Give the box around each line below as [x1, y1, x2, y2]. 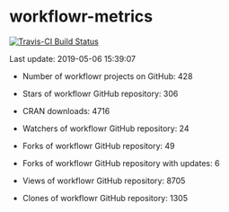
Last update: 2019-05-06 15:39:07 [9, 53, 137, 64]
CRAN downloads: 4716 [22, 105, 110, 116]
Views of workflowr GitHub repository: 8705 [22, 175, 186, 186]
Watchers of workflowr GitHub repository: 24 [22, 123, 189, 134]
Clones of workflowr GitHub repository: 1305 [22, 192, 189, 203]
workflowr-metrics [9, 6, 154, 27]
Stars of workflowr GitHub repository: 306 [22, 88, 179, 99]
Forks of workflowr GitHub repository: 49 [22, 140, 175, 151]
